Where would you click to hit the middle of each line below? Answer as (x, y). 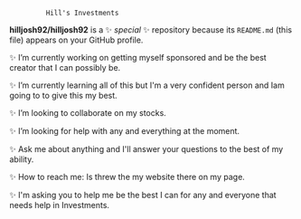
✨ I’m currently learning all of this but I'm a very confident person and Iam (147, 85)
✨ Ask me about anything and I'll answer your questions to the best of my (146, 149)
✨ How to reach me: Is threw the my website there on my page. (127, 177)
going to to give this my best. (63, 95)
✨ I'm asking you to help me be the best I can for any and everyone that (143, 195)
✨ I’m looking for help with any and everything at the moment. (125, 131)
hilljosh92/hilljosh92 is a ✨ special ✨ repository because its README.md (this (150, 30)
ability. (22, 159)
